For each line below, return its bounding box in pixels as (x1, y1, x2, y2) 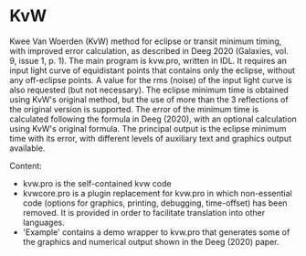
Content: (9, 160, 43, 171)
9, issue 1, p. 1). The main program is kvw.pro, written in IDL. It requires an (9, 55, 288, 66)
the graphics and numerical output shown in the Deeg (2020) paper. (22, 236, 280, 247)
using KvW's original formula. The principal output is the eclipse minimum (9, 123, 287, 133)
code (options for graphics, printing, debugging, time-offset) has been (22, 197, 288, 208)
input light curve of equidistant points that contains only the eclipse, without (9, 65, 295, 76)
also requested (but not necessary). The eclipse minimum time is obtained (9, 84, 290, 95)
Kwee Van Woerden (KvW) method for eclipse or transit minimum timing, (9, 36, 282, 47)
